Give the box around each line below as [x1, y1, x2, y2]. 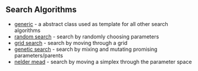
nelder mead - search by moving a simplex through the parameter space [14, 58, 192, 65]
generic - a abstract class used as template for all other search [14, 20, 169, 27]
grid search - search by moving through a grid [14, 39, 128, 46]
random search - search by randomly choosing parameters [14, 33, 159, 40]
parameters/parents [14, 51, 64, 59]
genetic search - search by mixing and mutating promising [14, 46, 158, 53]
